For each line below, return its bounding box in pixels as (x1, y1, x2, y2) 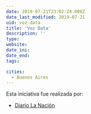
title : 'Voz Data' (6, 25, 51, 31)
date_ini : (6, 47, 31, 53)
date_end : (6, 53, 31, 58)
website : (6, 42, 28, 48)
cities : (6, 69, 25, 74)
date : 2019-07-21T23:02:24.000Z (6, 8, 85, 15)
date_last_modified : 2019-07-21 (6, 14, 85, 20)
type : (6, 36, 19, 42)
